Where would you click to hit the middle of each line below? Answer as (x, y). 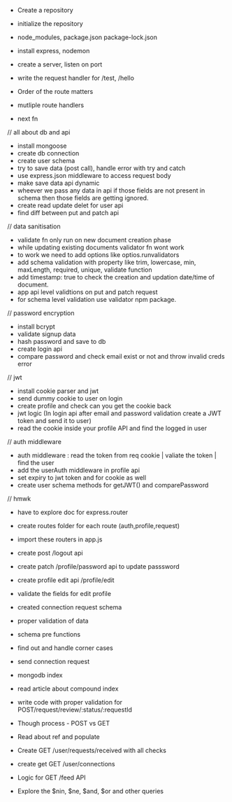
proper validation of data (53, 621)
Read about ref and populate (58, 737)
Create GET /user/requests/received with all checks (92, 750)
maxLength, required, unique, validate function (85, 270)
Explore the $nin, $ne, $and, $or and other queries (90, 791)
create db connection (48, 153)
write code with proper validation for (70, 702)
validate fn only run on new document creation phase (94, 240)
